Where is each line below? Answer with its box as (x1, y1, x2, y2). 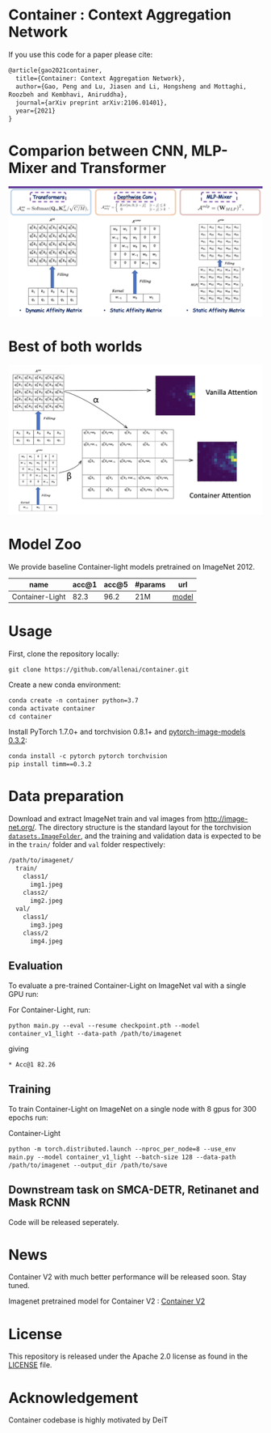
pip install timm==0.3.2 (8, 761, 92, 769)
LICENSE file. (8, 1360, 52, 1370)
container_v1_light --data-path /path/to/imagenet (8, 1029, 182, 1037)
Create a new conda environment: (8, 680, 121, 689)
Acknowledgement (8, 1388, 139, 1407)
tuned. (8, 1281, 30, 1291)
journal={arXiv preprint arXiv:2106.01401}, (15, 99, 168, 107)
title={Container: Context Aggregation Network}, (15, 74, 186, 83)
